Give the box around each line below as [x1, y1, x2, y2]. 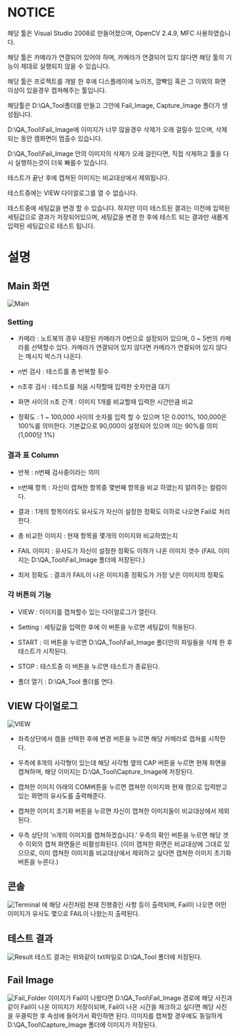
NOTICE [7, 4, 56, 21]
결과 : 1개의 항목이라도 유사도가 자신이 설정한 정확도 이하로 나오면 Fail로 [17, 507, 217, 516]
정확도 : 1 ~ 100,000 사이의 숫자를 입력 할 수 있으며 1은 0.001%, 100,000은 [17, 413, 227, 421]
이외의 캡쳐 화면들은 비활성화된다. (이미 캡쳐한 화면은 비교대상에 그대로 [25, 840, 223, 848]
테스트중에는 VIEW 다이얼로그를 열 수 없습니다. [7, 188, 138, 197]
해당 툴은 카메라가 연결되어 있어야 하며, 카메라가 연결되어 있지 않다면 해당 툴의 [7, 53, 225, 61]
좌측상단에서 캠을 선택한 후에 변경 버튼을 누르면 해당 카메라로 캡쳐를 [17, 734, 207, 743]
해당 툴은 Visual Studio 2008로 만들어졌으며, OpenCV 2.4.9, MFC [7, 29, 195, 37]
